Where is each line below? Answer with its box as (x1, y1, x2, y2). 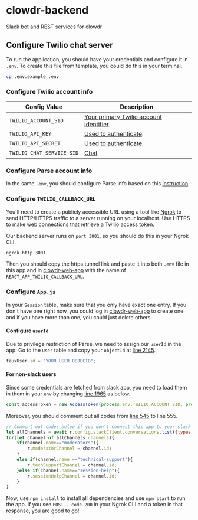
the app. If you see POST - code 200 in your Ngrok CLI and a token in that (6, 501, 183, 508)
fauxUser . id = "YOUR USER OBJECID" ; (6, 358, 96, 364)
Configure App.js (6, 287, 56, 296)
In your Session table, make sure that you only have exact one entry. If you (6, 301, 187, 308)
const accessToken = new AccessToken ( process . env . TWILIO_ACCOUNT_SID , (6, 401, 183, 407)
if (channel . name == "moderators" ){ (16, 440, 99, 446)
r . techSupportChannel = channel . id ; (27, 462, 117, 468)
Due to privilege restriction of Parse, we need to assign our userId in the (6, 340, 181, 347)
